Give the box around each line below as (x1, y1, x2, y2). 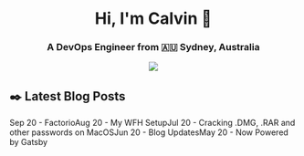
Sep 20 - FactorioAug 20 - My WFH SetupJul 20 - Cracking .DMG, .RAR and (9, 118, 296, 129)
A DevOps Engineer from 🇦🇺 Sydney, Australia (47, 41, 260, 54)
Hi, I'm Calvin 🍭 (94, 8, 213, 29)
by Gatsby (9, 137, 48, 148)
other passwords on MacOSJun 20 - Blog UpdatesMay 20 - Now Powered (9, 127, 289, 138)
